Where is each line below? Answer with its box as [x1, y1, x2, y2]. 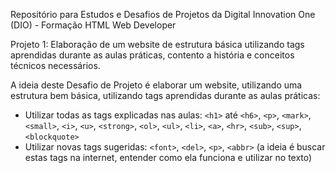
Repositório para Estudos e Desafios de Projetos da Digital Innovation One [10, 9, 316, 20]
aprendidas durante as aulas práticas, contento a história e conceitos [10, 49, 295, 61]
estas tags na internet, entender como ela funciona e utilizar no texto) [24, 152, 313, 163]
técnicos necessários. [10, 60, 101, 71]
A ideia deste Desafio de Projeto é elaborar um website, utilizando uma [10, 79, 303, 91]
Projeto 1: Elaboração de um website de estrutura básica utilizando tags [10, 39, 305, 50]
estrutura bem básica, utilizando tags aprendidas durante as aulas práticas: [10, 90, 321, 101]
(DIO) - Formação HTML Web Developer [10, 19, 177, 31]
